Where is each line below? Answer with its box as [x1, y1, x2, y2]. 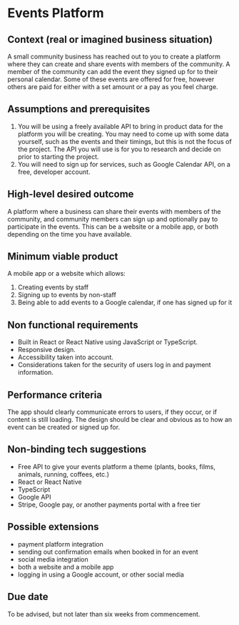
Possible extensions [7, 521, 99, 533]
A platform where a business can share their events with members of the [7, 207, 221, 215]
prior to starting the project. [17, 152, 99, 161]
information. [17, 368, 54, 377]
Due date [7, 591, 49, 603]
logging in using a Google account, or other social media [17, 570, 184, 579]
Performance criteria [7, 388, 102, 401]
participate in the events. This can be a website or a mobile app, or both [7, 222, 219, 231]
